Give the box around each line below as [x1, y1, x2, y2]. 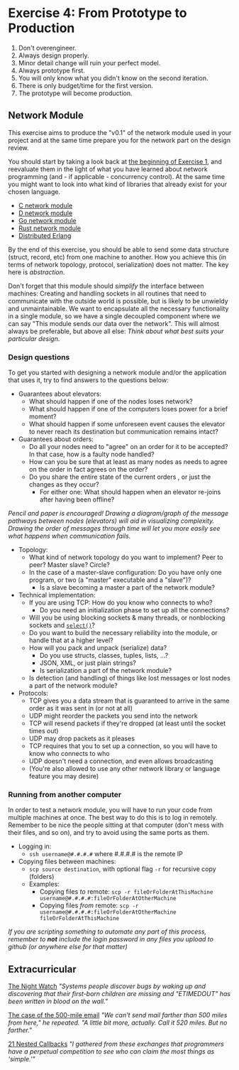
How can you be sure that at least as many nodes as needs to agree [28, 458, 228, 466]
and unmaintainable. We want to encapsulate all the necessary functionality [8, 304, 229, 313]
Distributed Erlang [18, 231, 72, 239]
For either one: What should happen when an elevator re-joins [39, 488, 221, 497]
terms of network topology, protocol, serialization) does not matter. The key [8, 260, 229, 269]
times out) [28, 727, 59, 735]
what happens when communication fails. [8, 531, 131, 541]
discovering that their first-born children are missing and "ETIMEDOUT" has [8, 990, 231, 998]
